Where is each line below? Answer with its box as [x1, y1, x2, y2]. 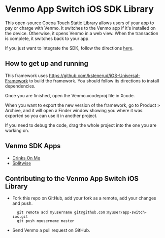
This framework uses [5, 73, 48, 79]
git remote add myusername [17, 210, 72, 215]
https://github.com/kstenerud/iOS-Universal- [49, 73, 140, 79]
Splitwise [12, 160, 31, 166]
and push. [12, 200, 33, 206]
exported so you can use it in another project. [5, 113, 98, 119]
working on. [5, 127, 30, 133]
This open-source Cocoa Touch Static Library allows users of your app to [5, 20, 154, 26]
